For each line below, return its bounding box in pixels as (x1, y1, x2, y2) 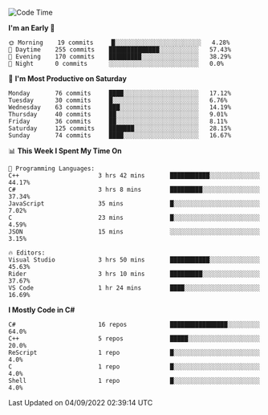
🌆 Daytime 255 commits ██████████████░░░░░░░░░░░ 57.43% (8, 46, 231, 54)
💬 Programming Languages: (8, 165, 95, 173)
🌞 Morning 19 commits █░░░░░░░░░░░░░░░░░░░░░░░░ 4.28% (8, 39, 230, 47)
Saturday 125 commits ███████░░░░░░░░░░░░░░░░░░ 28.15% (8, 124, 231, 132)
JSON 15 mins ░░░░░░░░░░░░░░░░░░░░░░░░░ (8, 228, 261, 236)
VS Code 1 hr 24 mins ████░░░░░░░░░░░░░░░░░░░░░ (8, 284, 261, 292)
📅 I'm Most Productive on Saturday (8, 74, 127, 83)
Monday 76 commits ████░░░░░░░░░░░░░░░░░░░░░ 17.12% (8, 89, 231, 97)
